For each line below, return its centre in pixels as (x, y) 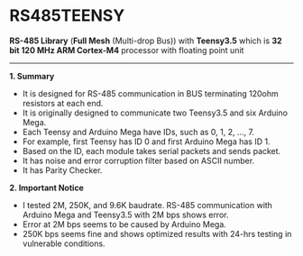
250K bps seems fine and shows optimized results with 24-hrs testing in (157, 233)
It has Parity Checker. (62, 170)
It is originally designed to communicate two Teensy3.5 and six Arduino (155, 113)
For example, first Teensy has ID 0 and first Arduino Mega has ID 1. (146, 142)
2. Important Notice (46, 187)
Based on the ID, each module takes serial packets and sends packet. (151, 151)
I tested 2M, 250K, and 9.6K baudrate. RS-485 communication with (147, 205)
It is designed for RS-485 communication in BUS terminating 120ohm (150, 93)
